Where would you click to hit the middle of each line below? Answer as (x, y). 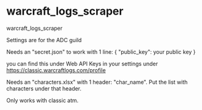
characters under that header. (44, 88)
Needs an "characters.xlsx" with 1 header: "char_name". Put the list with (97, 82)
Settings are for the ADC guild (44, 40)
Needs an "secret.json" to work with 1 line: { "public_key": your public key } (101, 52)
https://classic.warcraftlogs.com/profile (56, 70)
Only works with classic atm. (43, 100)
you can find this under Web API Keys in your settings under (82, 64)
